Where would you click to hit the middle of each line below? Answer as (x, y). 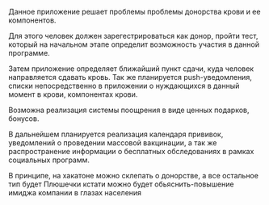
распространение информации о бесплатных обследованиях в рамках (131, 151)
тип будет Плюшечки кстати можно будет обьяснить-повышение (121, 184)
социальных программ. (49, 160)
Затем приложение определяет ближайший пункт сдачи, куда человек (131, 69)
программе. (29, 53)
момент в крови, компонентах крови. (73, 94)
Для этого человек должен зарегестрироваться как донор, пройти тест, (133, 36)
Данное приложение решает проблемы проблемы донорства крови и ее (134, 12)
